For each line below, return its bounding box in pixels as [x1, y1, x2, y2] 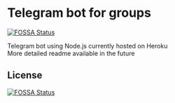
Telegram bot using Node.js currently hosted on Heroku [7, 41, 168, 50]
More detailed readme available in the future [7, 49, 135, 57]
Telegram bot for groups [7, 5, 152, 21]
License [7, 69, 43, 81]
